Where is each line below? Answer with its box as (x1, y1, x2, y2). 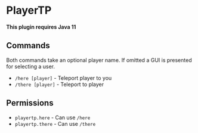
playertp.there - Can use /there (14, 120, 96, 127)
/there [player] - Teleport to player (14, 81, 104, 88)
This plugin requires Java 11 (6, 23, 76, 30)
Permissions (6, 98, 54, 108)
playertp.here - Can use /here (14, 114, 91, 121)
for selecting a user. (6, 63, 55, 70)
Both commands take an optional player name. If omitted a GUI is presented (6, 56, 192, 63)
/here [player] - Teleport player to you (14, 74, 112, 81)
